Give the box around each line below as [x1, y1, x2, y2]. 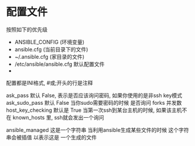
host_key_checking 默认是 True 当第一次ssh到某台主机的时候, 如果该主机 [6, 107, 183, 114]
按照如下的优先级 [6, 26, 48, 33]
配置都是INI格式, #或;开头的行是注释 [6, 79, 93, 86]
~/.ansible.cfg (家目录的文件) [14, 53, 85, 60]
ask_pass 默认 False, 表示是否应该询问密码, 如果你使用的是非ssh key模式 [6, 92, 183, 99]
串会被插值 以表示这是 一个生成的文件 [6, 134, 97, 141]
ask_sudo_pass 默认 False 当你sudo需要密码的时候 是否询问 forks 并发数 [6, 99, 182, 106]
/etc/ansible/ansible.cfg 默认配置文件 [14, 60, 105, 68]
